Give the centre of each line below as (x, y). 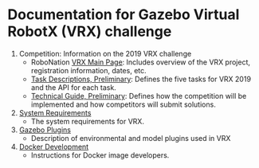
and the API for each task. (73, 87)
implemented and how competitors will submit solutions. (123, 104)
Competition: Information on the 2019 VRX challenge (105, 53)
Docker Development (54, 147)
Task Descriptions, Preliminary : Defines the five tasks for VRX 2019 (141, 79)
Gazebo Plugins (45, 130)
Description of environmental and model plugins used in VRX (131, 138)
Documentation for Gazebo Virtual (124, 15)
